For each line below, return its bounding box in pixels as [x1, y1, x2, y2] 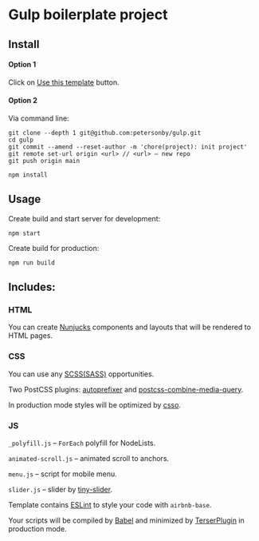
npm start [8, 229, 41, 237]
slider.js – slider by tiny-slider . [8, 485, 113, 495]
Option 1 [8, 60, 37, 70]
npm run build [8, 258, 56, 267]
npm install [8, 170, 48, 179]
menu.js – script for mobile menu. [8, 469, 117, 479]
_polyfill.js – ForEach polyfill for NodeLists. [8, 438, 156, 448]
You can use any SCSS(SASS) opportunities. [8, 369, 155, 379]
